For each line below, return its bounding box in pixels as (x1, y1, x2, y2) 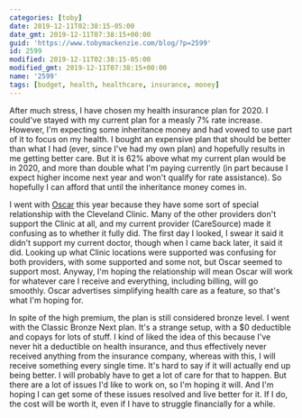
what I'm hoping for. (9, 295, 84, 305)
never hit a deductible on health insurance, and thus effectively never (9, 341, 268, 351)
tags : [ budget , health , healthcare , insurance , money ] (9, 80, 220, 89)
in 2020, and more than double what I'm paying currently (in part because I (9, 162, 288, 173)
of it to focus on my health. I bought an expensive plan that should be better (9, 133, 291, 144)
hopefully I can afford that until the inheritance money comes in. (9, 181, 247, 192)
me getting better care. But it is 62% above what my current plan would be (9, 152, 287, 163)
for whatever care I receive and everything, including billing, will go (9, 276, 259, 286)
